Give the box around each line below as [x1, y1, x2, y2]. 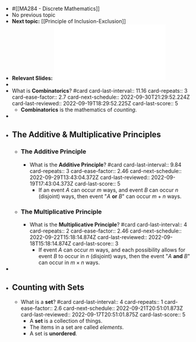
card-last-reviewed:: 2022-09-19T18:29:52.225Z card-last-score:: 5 [11, 100, 178, 106]
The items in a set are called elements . [29, 324, 124, 331]
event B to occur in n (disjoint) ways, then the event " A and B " [38, 252, 190, 259]
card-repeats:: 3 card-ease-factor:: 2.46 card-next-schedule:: [29, 167, 182, 174]
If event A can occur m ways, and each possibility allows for [38, 246, 186, 253]
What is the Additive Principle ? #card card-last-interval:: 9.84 [29, 161, 182, 168]
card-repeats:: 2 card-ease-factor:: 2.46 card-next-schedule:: [29, 227, 182, 234]
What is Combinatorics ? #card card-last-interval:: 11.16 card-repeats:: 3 [11, 87, 188, 94]
